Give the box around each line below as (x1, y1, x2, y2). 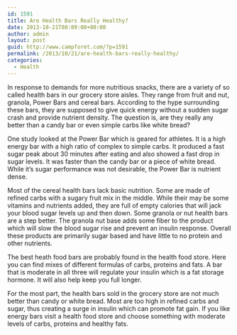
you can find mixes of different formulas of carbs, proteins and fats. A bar (7, 260, 223, 269)
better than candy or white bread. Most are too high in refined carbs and (7, 297, 219, 305)
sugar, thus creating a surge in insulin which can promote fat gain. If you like (7, 304, 231, 313)
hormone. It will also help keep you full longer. (7, 275, 142, 284)
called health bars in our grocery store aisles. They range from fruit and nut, (7, 90, 229, 99)
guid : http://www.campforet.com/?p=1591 (7, 43, 129, 50)
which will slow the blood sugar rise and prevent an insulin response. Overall (7, 223, 231, 232)
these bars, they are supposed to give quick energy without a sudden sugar (7, 105, 229, 114)
